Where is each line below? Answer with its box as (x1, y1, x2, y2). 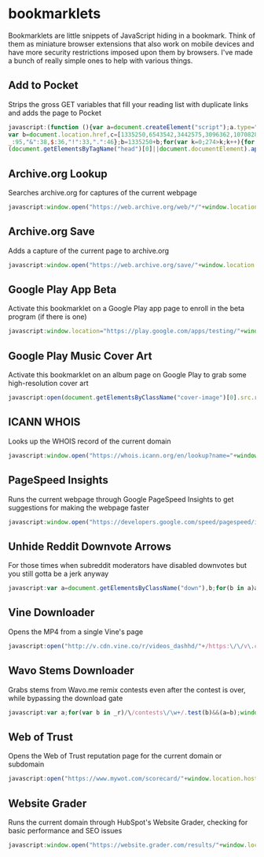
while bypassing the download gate (8, 693, 123, 703)
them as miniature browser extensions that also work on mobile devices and (8, 39, 255, 48)
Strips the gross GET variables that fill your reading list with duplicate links (8, 99, 249, 109)
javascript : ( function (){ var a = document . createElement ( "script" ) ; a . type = (8, 123, 255, 131)
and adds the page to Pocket (8, 108, 102, 117)
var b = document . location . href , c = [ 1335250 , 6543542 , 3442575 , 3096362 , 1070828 (8, 131, 258, 139)
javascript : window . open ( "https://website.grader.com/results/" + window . (8, 840, 247, 849)
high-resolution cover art (8, 379, 89, 388)
